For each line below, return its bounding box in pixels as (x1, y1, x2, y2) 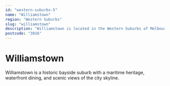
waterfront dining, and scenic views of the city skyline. (5, 74, 119, 81)
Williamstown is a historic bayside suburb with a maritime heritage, (5, 69, 145, 75)
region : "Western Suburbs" (5, 17, 62, 22)
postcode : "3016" (5, 31, 42, 36)
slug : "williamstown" (5, 21, 51, 27)
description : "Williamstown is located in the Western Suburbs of (5, 26, 148, 31)
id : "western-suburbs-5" (5, 7, 58, 13)
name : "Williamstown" (5, 12, 51, 17)
